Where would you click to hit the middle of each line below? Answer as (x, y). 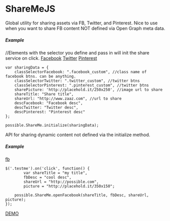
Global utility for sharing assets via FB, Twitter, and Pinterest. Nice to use (81, 23)
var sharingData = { (27, 67)
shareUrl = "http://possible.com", (61, 182)
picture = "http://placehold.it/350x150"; (69, 186)
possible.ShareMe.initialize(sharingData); (52, 125)
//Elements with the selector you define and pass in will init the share (77, 53)
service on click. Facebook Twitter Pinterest (51, 58)
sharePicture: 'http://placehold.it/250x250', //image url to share (89, 89)
